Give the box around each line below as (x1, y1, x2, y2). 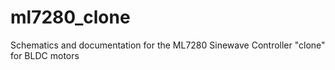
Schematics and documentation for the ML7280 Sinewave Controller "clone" (10, 39, 326, 51)
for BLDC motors (10, 49, 80, 61)
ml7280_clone (10, 6, 131, 29)
